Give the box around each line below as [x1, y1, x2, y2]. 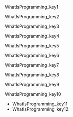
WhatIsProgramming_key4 [5, 33, 60, 39]
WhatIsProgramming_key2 [5, 14, 60, 19]
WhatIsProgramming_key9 [5, 82, 60, 87]
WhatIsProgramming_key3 [5, 23, 60, 29]
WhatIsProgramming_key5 [5, 43, 59, 49]
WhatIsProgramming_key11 [12, 101, 68, 107]
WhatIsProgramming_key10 [5, 91, 61, 97]
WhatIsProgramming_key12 [12, 106, 69, 112]
